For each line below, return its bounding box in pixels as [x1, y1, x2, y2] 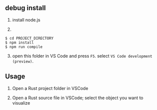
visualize [12, 100, 30, 106]
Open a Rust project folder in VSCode [12, 85, 88, 91]
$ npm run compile [5, 44, 43, 49]
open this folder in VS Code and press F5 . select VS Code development [12, 53, 153, 59]
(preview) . [12, 58, 34, 64]
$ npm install [5, 40, 34, 45]
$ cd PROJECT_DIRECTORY [5, 36, 54, 41]
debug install [5, 4, 46, 12]
